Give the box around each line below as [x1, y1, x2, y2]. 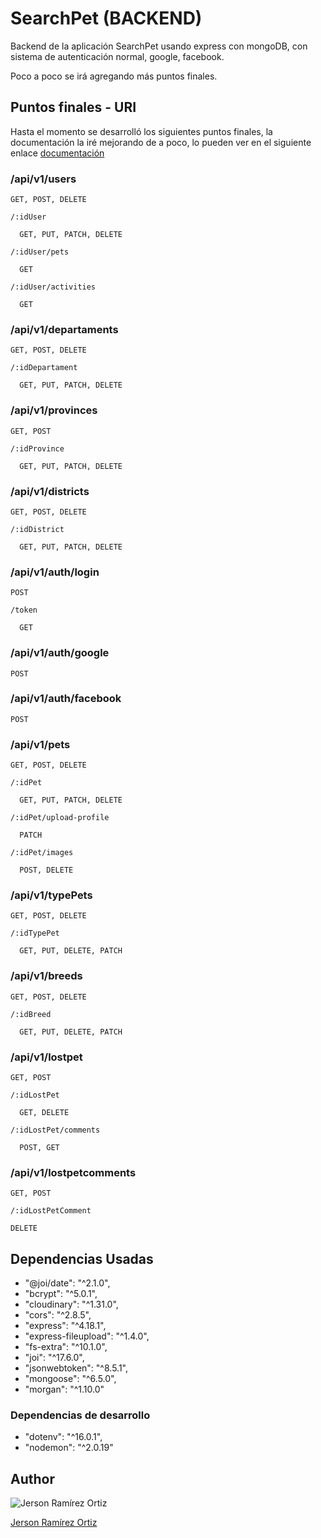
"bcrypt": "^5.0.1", [24, 1288, 98, 1300]
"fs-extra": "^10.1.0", [24, 1341, 108, 1353]
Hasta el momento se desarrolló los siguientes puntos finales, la [10, 125, 273, 137]
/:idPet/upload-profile [10, 813, 110, 823]
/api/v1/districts [10, 484, 90, 498]
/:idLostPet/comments [10, 1125, 101, 1136]
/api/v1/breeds [10, 969, 83, 983]
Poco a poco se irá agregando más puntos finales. [10, 70, 218, 82]
